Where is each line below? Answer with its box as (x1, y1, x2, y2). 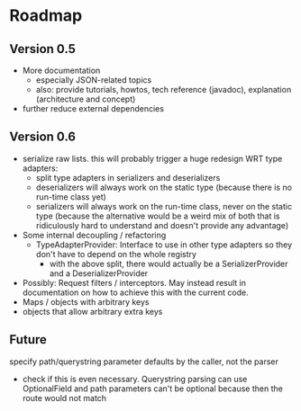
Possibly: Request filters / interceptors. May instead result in (22, 277, 246, 288)
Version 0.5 (9, 41, 77, 57)
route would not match (22, 392, 106, 403)
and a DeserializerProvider (49, 267, 149, 279)
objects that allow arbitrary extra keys (22, 306, 163, 317)
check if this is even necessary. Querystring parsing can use (22, 373, 248, 384)
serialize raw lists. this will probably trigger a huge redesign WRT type (22, 153, 283, 164)
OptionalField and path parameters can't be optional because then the (22, 383, 284, 394)
